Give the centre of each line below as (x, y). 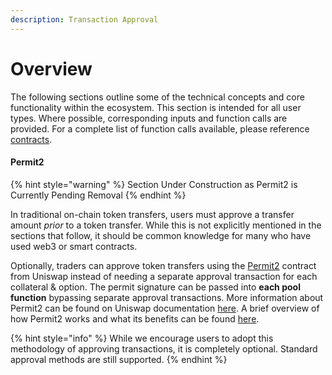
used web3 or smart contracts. (74, 246)
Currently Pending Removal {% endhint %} (98, 195)
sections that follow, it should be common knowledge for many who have (161, 235)
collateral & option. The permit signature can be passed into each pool (155, 287)
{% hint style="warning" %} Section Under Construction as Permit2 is (154, 184)
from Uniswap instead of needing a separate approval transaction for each (164, 276)
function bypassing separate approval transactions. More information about (167, 297)
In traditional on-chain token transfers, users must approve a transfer (152, 214)
